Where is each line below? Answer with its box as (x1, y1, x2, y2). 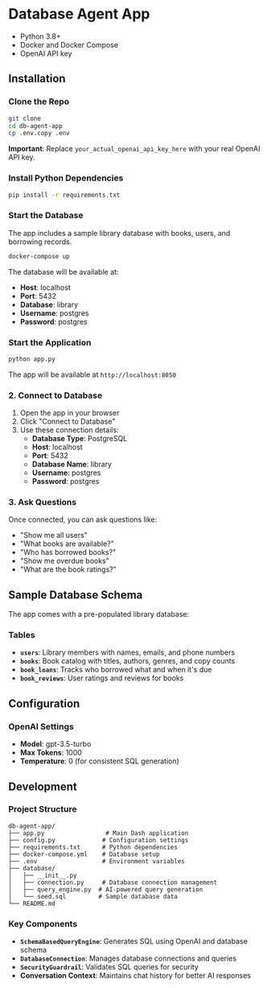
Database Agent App (8, 5, 150, 23)
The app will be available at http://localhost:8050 (8, 370, 177, 379)
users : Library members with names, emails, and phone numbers (19, 647, 236, 657)
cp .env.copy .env (8, 130, 70, 138)
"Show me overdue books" (19, 556, 110, 566)
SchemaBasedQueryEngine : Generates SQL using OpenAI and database (19, 936, 248, 946)
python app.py (8, 355, 56, 363)
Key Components (8, 918, 78, 929)
